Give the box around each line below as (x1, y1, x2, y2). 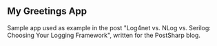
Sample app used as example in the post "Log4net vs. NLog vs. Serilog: (7, 23, 211, 32)
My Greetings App (7, 5, 87, 17)
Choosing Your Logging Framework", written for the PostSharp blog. (7, 31, 201, 39)
